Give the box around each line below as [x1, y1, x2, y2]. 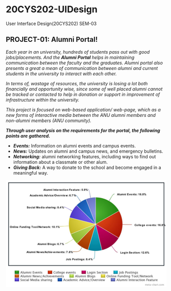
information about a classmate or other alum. [13, 159, 108, 165]
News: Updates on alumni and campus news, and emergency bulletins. [13, 148, 163, 154]
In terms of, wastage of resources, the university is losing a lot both [6, 80, 148, 86]
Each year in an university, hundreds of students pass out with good [6, 48, 150, 55]
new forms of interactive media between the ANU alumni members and [6, 112, 156, 118]
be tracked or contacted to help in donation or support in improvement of [6, 91, 160, 98]
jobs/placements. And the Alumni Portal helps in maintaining [6, 54, 135, 60]
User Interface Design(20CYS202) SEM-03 [6, 20, 97, 27]
